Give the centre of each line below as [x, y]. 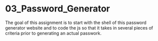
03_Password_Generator [58, 9]
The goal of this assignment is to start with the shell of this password [76, 22]
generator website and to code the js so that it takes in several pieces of [79, 27]
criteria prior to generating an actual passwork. [53, 33]
